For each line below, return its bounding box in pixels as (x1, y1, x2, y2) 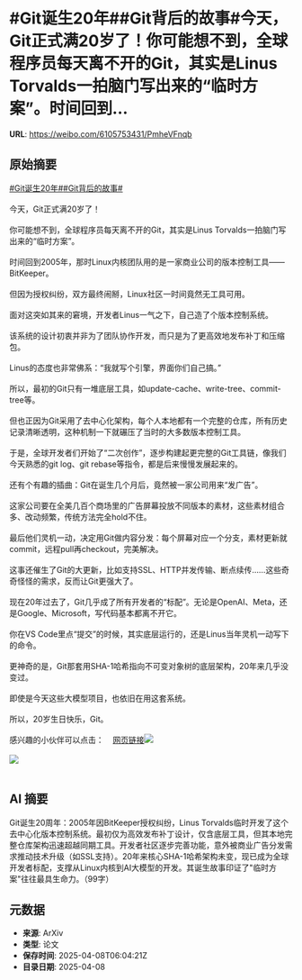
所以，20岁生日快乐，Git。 (9, 713, 109, 724)
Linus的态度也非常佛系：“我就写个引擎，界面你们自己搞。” (9, 362, 222, 373)
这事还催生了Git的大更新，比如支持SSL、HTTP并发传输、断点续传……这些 (9, 564, 281, 575)
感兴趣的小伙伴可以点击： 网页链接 (9, 734, 145, 745)
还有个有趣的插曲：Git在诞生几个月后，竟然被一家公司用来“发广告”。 (9, 479, 263, 490)
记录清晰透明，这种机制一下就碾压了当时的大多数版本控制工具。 (9, 426, 245, 437)
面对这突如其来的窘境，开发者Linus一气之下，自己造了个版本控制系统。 (9, 309, 274, 320)
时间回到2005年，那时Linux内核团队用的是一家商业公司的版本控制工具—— (9, 256, 286, 267)
